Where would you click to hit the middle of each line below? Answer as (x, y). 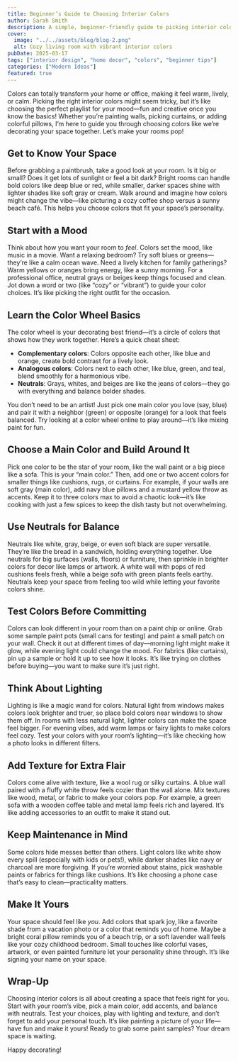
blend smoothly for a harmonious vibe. (74, 376)
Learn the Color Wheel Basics (74, 315)
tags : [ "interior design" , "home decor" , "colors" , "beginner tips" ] (112, 60)
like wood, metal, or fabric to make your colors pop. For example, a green (114, 798)
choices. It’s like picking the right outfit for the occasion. (89, 293)
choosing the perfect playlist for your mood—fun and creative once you (112, 109)
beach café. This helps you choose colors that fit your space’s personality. (116, 208)
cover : (17, 34)
